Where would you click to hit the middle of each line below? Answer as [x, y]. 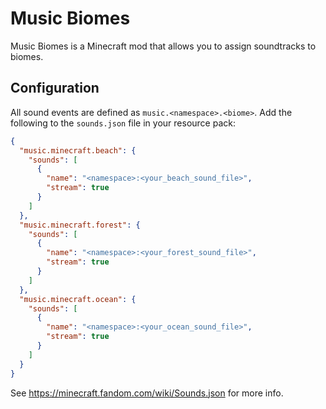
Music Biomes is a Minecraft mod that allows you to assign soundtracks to [163, 46]
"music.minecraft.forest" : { [80, 225]
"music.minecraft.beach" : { [78, 150]
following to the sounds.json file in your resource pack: [123, 123]
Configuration [55, 88]
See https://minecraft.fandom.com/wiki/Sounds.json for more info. [147, 393]
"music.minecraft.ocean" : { [78, 299]
